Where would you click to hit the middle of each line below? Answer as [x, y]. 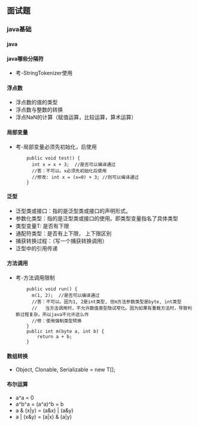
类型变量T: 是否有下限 [42, 226]
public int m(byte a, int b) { [66, 331]
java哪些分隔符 [25, 58]
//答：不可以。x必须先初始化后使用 [69, 171]
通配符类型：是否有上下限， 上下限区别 [63, 233]
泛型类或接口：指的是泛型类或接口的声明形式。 [73, 211]
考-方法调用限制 [35, 277]
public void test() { [53, 158]
